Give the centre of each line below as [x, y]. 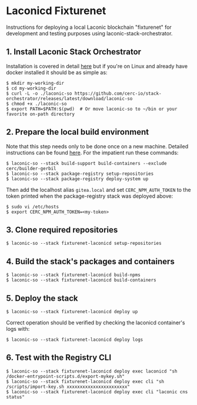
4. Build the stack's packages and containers [90, 261]
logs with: [18, 329]
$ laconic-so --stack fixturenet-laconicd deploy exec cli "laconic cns [97, 392]
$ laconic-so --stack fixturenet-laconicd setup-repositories [84, 243]
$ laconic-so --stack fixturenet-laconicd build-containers [81, 280]
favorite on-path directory [41, 114]
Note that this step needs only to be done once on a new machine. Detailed [97, 146]
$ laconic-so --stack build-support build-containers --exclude [86, 163]
